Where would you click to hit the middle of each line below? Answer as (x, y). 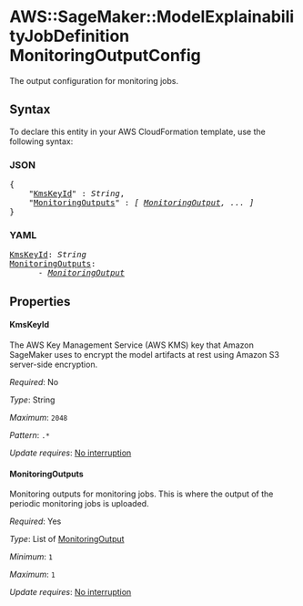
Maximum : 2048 (39, 417)
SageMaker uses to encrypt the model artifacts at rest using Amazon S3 (145, 354)
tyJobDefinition (70, 36)
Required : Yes (35, 521)
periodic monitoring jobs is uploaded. (79, 504)
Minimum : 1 (31, 557)
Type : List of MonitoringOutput (67, 539)
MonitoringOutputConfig (106, 56)
